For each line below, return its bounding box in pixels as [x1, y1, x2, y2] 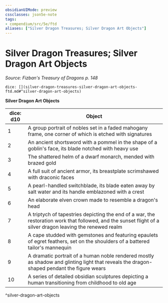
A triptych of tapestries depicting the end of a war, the [27, 211, 155, 218]
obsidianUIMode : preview [5, 7, 57, 13]
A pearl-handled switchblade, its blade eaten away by [27, 182, 155, 189]
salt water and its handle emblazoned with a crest [27, 189, 144, 196]
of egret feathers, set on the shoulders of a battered [27, 238, 150, 245]
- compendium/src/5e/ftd [5, 21, 57, 27]
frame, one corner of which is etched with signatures [27, 131, 152, 138]
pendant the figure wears [46, 265, 106, 272]
